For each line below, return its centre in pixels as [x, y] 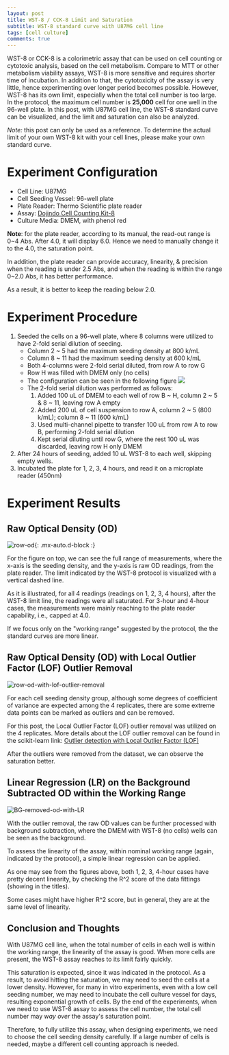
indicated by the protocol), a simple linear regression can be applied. [104, 858]
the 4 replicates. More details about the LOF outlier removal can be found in [113, 733]
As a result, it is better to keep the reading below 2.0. [81, 289]
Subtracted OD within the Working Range [96, 793]
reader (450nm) [39, 475]
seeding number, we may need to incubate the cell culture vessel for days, [112, 995]
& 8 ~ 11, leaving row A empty [79, 403]
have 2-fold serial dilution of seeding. [70, 343]
